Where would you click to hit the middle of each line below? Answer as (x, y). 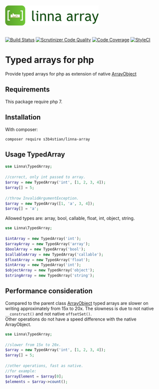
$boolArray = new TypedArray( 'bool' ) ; (45, 249)
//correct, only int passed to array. (45, 177)
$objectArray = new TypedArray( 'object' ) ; (50, 270)
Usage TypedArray (35, 154)
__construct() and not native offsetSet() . (49, 313)
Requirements (27, 90)
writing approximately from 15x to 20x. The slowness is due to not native (79, 308)
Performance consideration (49, 291)
